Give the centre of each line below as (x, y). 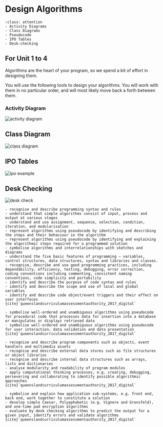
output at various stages (31, 218)
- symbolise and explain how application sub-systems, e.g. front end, (79, 394)
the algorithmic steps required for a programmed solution (66, 244)
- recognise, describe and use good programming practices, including (78, 265)
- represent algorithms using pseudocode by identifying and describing (81, 231)
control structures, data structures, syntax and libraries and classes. (82, 261)
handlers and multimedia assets (38, 347)
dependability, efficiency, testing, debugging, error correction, (75, 270)
